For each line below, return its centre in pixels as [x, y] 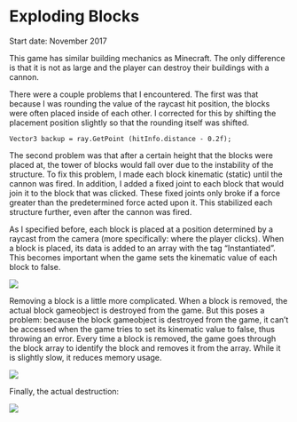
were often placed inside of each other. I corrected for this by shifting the [143, 113]
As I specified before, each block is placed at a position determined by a [141, 229]
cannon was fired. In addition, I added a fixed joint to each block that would [146, 183]
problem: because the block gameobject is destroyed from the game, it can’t [149, 319]
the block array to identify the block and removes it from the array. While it [145, 347]
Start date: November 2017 [59, 41]
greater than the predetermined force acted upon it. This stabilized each [141, 203]
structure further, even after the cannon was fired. [101, 211]
